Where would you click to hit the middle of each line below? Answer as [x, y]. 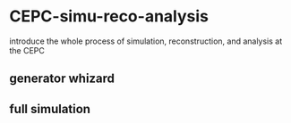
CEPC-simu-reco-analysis [109, 16]
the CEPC [27, 50]
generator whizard [62, 79]
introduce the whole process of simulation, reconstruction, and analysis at [146, 41]
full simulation [50, 109]
